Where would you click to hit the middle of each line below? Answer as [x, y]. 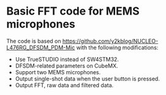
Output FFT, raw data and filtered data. [64, 85]
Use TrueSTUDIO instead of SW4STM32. [67, 59]
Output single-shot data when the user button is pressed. [88, 79]
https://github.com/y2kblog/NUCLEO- [110, 41]
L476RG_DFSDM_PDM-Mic [41, 47]
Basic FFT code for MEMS [73, 11]
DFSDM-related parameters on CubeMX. [66, 66]
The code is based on [34, 41]
